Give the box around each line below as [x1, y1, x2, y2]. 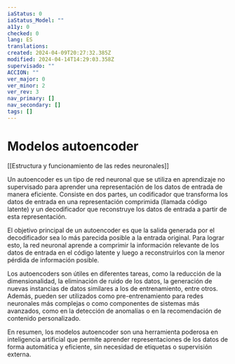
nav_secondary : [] [7, 102, 61, 109]
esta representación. [7, 212, 67, 221]
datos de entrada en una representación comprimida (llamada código [7, 197, 208, 205]
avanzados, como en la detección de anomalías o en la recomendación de [7, 306, 222, 315]
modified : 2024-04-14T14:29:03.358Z [7, 56, 114, 63]
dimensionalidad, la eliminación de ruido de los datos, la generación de [7, 276, 213, 285]
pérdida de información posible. [7, 255, 100, 264]
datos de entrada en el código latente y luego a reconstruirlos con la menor [7, 248, 225, 257]
